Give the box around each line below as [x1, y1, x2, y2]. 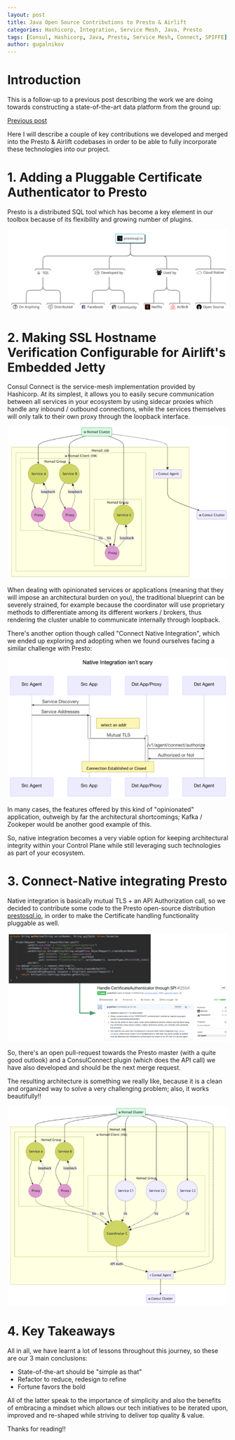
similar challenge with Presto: [7, 644, 93, 653]
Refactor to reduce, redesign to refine [17, 1375, 127, 1384]
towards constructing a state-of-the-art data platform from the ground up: [7, 103, 222, 112]
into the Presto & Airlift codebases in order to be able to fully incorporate [7, 138, 217, 146]
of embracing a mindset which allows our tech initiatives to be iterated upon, [7, 1403, 228, 1412]
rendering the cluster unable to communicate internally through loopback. [7, 615, 221, 624]
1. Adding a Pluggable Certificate [7, 169, 203, 185]
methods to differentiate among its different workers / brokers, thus [7, 608, 202, 617]
